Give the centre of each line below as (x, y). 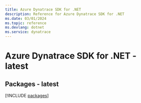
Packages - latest (32, 84)
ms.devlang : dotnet (25, 28)
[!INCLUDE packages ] (27, 96)
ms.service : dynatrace (28, 32)
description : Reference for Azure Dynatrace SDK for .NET (65, 14)
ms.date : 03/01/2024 (26, 18)
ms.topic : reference (26, 23)
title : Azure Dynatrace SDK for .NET (43, 9)
